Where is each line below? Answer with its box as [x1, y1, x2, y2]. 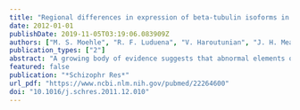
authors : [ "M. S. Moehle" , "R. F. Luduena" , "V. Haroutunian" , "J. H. [9, 37, 278, 47]
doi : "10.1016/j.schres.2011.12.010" [9, 87, 150, 96]
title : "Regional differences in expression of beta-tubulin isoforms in [9, 12, 290, 22]
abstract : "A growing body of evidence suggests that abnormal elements [9, 54, 286, 63]
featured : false [9, 63, 70, 72]
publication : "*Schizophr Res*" [9, 71, 129, 80]
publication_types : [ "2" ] [9, 46, 105, 55]
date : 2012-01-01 [9, 21, 74, 30]
